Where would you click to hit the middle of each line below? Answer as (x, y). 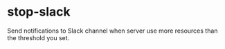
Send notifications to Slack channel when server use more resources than (112, 31)
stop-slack (39, 12)
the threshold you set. (38, 37)
